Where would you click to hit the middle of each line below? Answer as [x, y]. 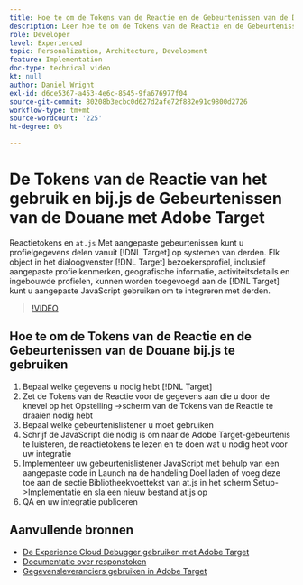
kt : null [26, 77]
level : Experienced [46, 43]
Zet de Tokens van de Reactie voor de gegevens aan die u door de [146, 396]
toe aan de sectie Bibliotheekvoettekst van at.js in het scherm [137, 482]
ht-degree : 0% [36, 127]
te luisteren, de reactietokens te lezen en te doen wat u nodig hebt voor [155, 444]
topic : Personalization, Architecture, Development [108, 51]
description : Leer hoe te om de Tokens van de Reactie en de [127, 26]
